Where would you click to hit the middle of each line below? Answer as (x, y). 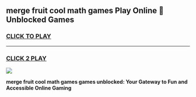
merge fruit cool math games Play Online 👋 (85, 11)
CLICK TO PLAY (29, 37)
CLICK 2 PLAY (26, 58)
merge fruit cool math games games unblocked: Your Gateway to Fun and (97, 81)
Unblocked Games (40, 20)
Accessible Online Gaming (39, 88)
